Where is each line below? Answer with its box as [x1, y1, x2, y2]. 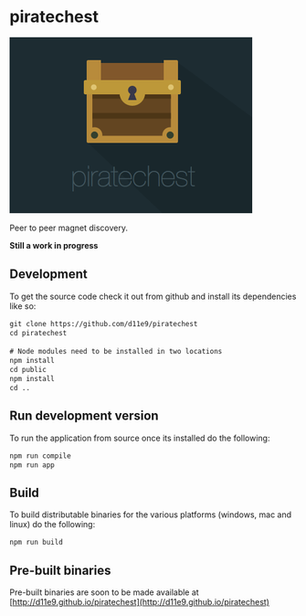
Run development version [9, 409, 159, 424]
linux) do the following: [9, 519, 96, 530]
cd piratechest [9, 328, 68, 337]
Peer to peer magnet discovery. [9, 222, 128, 233]
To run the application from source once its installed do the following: [9, 432, 270, 443]
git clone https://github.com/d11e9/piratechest [9, 319, 198, 328]
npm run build [9, 537, 64, 547]
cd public [9, 365, 47, 374]
